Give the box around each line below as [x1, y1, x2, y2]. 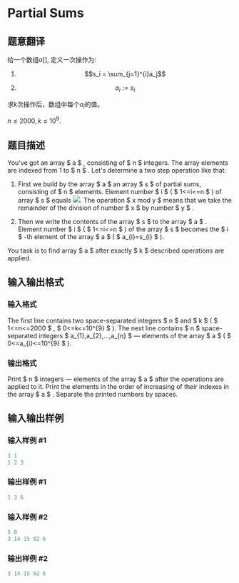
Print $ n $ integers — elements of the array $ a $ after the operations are [7, 375, 225, 383]
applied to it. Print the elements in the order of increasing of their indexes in [7, 382, 230, 391]
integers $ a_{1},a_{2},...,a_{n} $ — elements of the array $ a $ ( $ [39, 331, 232, 340]
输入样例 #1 [7, 435, 46, 445]
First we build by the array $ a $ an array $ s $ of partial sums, [17, 180, 202, 188]
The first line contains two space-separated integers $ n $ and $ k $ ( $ [7, 316, 218, 325]
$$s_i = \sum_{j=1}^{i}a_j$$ [84, 70, 166, 78]
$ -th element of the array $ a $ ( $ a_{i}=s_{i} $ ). [17, 233, 164, 241]
